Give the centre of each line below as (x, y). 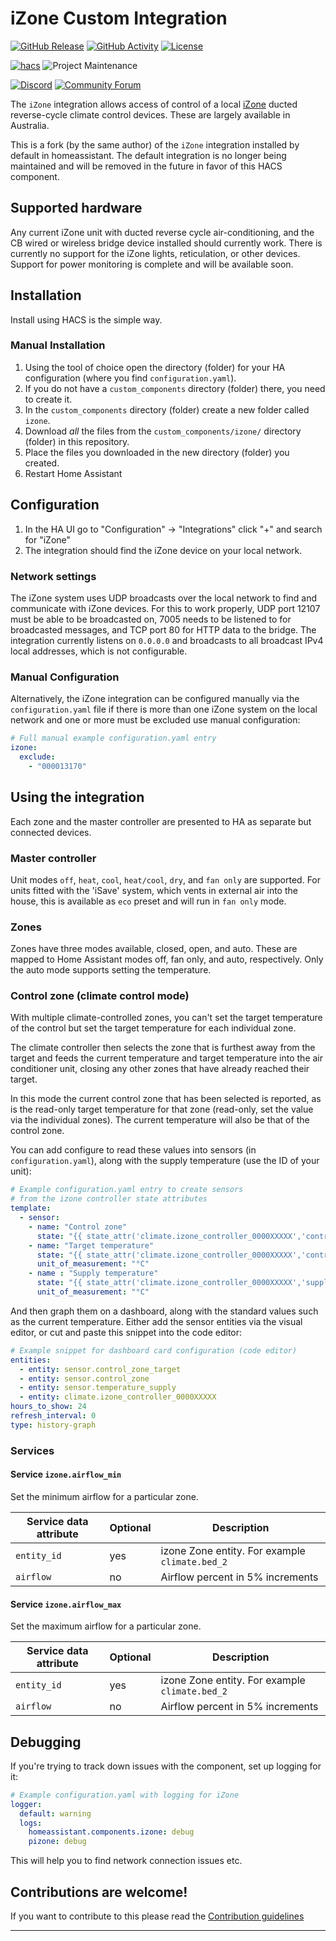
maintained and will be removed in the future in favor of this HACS (146, 166)
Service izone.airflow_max (66, 1604)
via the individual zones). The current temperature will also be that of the (160, 1120)
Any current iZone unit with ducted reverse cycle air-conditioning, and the (162, 232)
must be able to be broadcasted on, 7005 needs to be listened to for (151, 619)
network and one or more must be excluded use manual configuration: (155, 720)
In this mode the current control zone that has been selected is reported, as (166, 1099)
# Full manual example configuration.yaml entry (113, 738)
